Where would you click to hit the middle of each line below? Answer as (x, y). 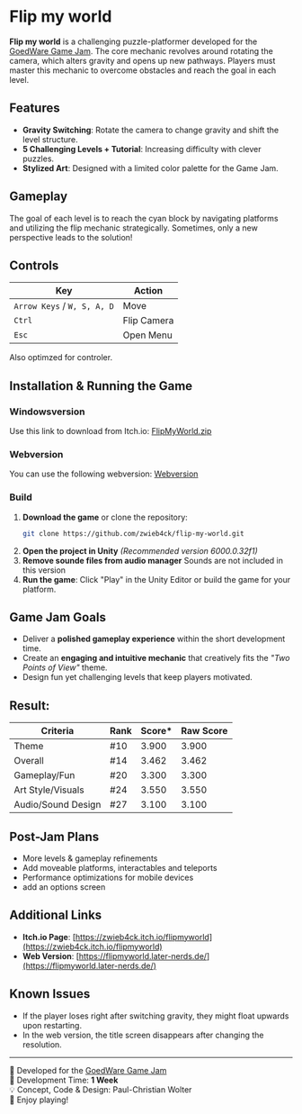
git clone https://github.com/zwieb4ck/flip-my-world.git (133, 533)
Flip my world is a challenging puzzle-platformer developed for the (133, 41)
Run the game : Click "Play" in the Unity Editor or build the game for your (156, 579)
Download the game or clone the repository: (105, 517)
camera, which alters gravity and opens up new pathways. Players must (142, 60)
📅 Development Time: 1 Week (64, 1080)
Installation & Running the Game (101, 386)
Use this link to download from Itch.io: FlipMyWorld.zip (111, 431)
